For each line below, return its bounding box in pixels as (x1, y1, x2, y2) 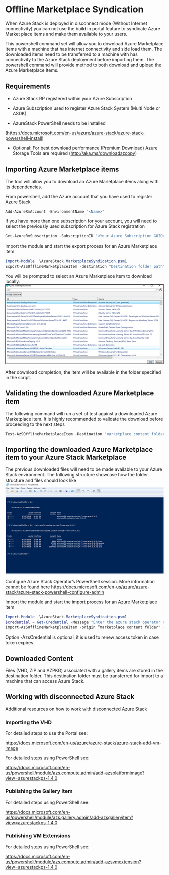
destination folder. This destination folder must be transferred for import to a (5, 673, 163, 679)
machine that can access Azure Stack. (5, 678, 85, 684)
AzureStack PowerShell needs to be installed (12, 120, 106, 126)
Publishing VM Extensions (5, 832, 71, 839)
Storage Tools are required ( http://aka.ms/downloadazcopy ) (12, 150, 137, 156)
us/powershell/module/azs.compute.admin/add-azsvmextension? (5, 859, 142, 865)
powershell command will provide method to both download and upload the (5, 62, 162, 68)
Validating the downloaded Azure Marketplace (5, 389, 154, 398)
